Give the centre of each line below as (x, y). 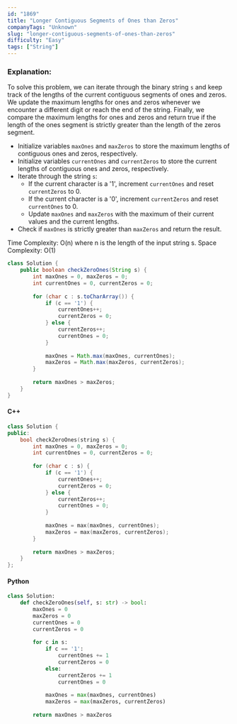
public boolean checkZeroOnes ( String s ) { (83, 270)
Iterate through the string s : (57, 176)
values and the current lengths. (74, 221)
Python (18, 581)
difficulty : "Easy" (36, 40)
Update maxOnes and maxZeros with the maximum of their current (121, 214)
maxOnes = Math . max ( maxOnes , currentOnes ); (110, 356)
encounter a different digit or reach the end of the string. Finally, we (106, 110)
